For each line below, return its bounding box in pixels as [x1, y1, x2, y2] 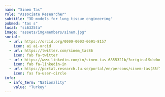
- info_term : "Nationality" [9, 80, 67, 85]
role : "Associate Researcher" [4, 12, 67, 17]
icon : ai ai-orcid [13, 44, 51, 48]
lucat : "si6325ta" [4, 25, 42, 30]
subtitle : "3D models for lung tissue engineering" [4, 16, 113, 21]
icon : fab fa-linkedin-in [13, 62, 67, 67]
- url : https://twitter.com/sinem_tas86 [9, 48, 93, 53]
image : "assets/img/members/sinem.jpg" [4, 30, 87, 35]
